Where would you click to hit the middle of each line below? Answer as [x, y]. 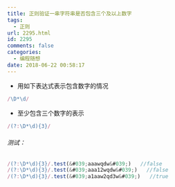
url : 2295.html [29, 33]
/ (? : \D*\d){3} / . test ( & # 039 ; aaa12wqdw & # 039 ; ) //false [88, 170]
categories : [24, 53]
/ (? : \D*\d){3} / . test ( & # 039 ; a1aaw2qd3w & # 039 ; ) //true [88, 177]
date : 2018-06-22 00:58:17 [46, 65]
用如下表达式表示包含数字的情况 [63, 86]
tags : [15, 20]
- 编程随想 [27, 59]
